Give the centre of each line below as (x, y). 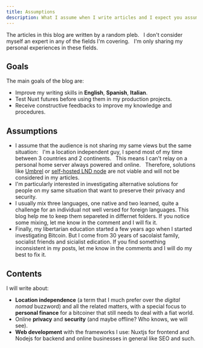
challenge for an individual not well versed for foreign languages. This (102, 210)
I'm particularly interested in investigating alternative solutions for (96, 184)
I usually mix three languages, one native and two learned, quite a (97, 204)
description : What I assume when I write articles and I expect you (94, 18)
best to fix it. (31, 255)
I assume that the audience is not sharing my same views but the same (103, 146)
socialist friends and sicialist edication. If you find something (90, 242)
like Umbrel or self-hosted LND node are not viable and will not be (97, 171)
